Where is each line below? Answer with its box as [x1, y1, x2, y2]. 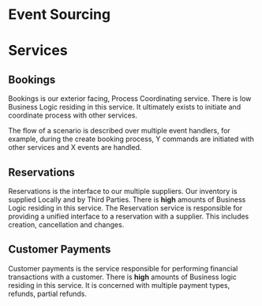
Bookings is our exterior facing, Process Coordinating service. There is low [8, 94, 252, 103]
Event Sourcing [8, 6, 111, 24]
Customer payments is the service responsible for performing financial [8, 263, 238, 273]
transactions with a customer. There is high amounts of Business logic [8, 272, 237, 282]
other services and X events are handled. [8, 143, 142, 152]
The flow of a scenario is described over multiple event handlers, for [8, 126, 230, 136]
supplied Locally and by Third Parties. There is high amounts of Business [8, 195, 246, 204]
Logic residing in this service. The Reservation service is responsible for [8, 203, 243, 212]
